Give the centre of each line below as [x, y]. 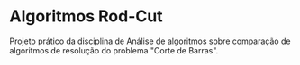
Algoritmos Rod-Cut [86, 16]
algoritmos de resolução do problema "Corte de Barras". [114, 50]
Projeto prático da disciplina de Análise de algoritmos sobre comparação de [150, 41]
